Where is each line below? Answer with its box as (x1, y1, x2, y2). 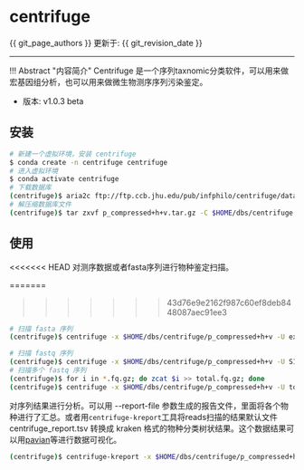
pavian (25, 434, 51, 445)
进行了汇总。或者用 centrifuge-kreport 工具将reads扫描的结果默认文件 (16, 411, 279, 422)
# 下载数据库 (9, 183, 52, 192)
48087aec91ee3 (166, 306, 228, 318)
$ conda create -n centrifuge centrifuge (9, 158, 168, 167)
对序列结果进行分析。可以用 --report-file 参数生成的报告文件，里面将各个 (9, 400, 281, 411)
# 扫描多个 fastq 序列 (9, 366, 87, 375)
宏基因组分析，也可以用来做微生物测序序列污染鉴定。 (9, 76, 208, 87)
